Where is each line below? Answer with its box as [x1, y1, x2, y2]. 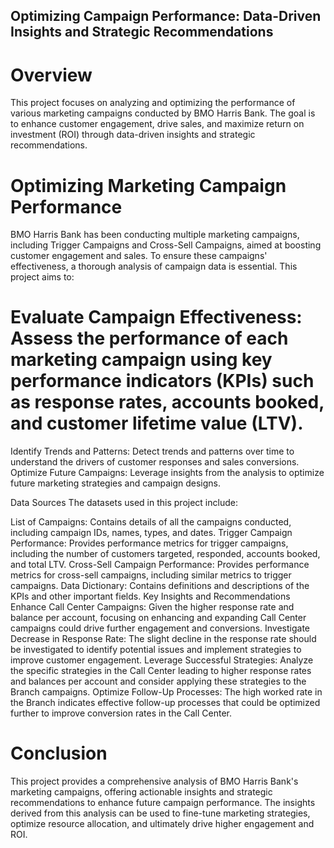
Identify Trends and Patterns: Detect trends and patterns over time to [10, 445, 295, 458]
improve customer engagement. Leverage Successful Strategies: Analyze [10, 654, 314, 666]
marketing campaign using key [10, 349, 273, 371]
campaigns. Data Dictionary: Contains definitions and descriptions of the [10, 580, 310, 592]
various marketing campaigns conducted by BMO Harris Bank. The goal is [10, 107, 316, 119]
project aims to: [10, 271, 75, 283]
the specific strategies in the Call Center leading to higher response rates [10, 665, 312, 677]
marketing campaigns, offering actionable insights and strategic [10, 786, 273, 798]
